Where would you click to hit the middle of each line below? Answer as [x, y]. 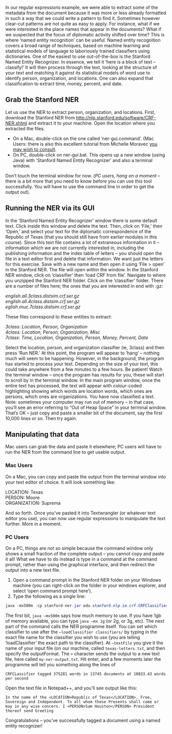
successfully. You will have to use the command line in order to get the [80, 186]
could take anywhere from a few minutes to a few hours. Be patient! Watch [84, 369]
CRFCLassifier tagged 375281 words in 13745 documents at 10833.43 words [86, 674]
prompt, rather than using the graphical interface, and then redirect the [80, 565]
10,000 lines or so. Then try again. [41, 418]
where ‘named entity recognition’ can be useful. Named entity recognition [83, 40]
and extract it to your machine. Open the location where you [91, 123]
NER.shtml [16, 123]
